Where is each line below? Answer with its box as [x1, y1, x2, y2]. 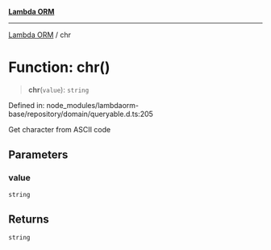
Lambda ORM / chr [8, 30, 71, 40]
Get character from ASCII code [8, 124, 111, 134]
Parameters [8, 148, 69, 162]
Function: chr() [8, 58, 110, 77]
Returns [8, 213, 50, 227]
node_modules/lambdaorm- [46, 100, 140, 110]
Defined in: [8, 100, 45, 110]
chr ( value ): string [27, 85, 90, 94]
